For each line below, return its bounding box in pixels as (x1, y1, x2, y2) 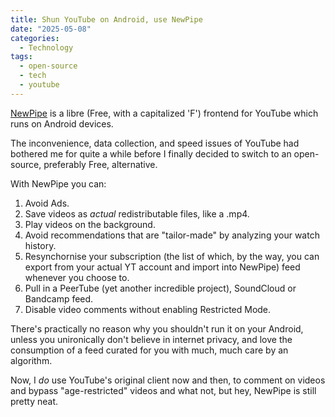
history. (24, 239, 57, 251)
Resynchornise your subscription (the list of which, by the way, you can (24, 250, 320, 262)
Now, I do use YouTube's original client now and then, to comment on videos (10, 374, 326, 386)
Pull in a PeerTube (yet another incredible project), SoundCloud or (24, 282, 297, 294)
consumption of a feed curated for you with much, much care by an (10, 344, 289, 356)
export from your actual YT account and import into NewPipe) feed (24, 261, 301, 273)
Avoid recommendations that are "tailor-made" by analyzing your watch (24, 229, 320, 241)
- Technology (19, 42, 74, 53)
